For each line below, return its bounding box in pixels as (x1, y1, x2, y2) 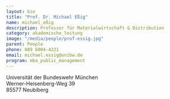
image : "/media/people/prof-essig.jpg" (6, 36, 104, 42)
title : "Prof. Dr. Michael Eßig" (6, 14, 88, 20)
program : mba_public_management (6, 57, 85, 63)
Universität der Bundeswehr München (6, 74, 98, 81)
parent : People (6, 42, 44, 47)
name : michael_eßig (6, 19, 54, 25)
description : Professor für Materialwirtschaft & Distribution (6, 25, 165, 31)
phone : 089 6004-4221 (6, 47, 59, 53)
